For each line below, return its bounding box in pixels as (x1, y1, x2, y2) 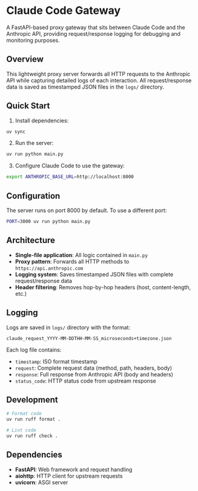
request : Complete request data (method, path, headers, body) (15, 364, 173, 372)
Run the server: (15, 139, 54, 147)
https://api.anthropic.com (15, 265, 84, 272)
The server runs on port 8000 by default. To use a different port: (6, 207, 167, 214)
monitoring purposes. (6, 36, 61, 44)
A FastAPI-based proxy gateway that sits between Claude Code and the (6, 24, 186, 31)
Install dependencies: (15, 116, 69, 124)
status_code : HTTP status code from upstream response (15, 377, 156, 384)
